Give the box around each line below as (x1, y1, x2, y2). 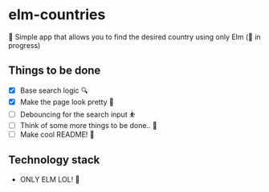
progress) (8, 40, 41, 50)
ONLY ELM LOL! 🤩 (19, 174, 80, 184)
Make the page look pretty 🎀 (19, 97, 114, 106)
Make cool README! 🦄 (19, 130, 95, 139)
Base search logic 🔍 (19, 86, 88, 95)
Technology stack (8, 154, 100, 167)
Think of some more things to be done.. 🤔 (19, 120, 158, 130)
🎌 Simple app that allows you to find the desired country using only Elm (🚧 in (8, 32, 261, 42)
